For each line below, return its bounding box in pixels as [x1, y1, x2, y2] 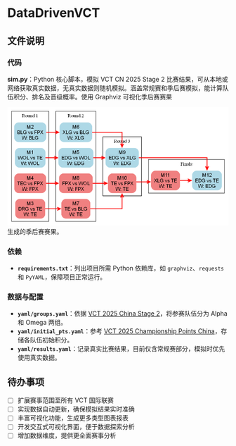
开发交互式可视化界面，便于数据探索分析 [17, 423, 135, 431]
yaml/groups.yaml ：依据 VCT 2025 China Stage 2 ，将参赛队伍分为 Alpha [17, 309, 228, 318]
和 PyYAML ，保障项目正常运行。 [17, 273, 107, 281]
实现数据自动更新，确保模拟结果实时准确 [17, 405, 135, 414]
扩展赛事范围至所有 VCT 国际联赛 [17, 396, 114, 404]
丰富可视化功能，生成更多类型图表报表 [17, 414, 129, 422]
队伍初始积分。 [29, 336, 74, 345]
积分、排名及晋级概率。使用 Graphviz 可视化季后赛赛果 [13, 92, 173, 101]
